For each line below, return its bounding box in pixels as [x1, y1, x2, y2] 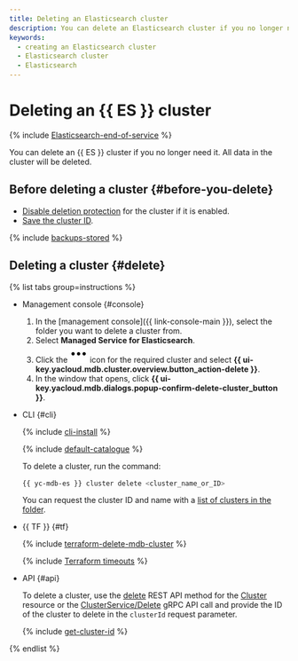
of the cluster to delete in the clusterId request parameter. [21, 609, 238, 620]
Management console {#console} [21, 298, 145, 310]
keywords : [9, 33, 46, 42]
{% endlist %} [9, 643, 60, 654]
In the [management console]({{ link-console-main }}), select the [35, 316, 273, 327]
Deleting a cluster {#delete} [9, 258, 166, 273]
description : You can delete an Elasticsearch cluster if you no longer [9, 23, 284, 33]
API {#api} [21, 573, 60, 584]
